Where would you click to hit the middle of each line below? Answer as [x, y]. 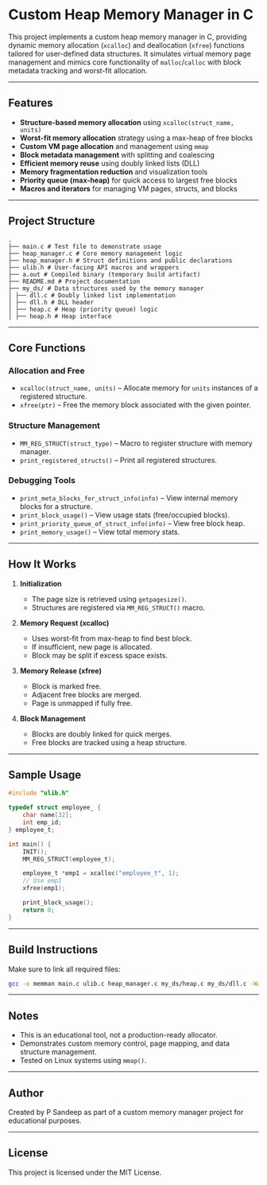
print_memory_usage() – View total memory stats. [100, 532]
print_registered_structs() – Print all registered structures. [118, 460]
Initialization [41, 583]
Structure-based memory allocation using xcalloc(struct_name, [127, 122]
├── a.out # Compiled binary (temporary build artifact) [104, 274]
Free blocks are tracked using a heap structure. [109, 742]
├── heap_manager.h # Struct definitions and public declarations [120, 261]
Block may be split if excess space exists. [100, 655]
